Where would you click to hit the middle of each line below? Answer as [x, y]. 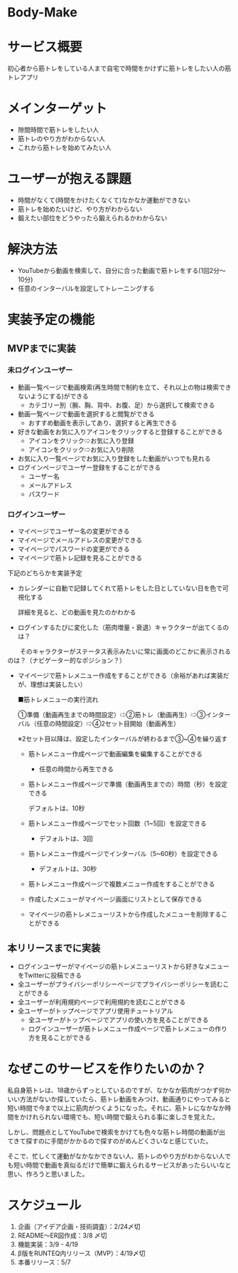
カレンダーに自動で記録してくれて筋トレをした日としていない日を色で [120, 588]
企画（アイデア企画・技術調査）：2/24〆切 [79, 1226]
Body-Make [43, 12]
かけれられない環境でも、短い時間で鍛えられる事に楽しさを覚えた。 [119, 1117]
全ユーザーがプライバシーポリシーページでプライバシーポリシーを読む [120, 984]
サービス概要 [45, 47]
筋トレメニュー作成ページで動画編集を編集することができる [115, 754]
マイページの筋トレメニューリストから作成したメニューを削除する [125, 914]
